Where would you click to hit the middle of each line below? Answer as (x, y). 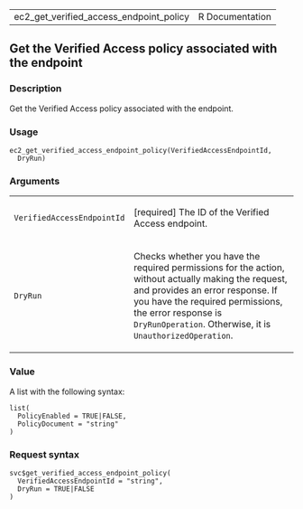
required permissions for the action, (209, 268)
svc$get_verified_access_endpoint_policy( (90, 473)
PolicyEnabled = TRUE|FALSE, (72, 416)
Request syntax (44, 454)
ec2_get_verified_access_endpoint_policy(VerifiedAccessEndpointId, (141, 150)
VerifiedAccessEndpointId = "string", (91, 481)
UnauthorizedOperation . (184, 335)
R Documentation (235, 17)
